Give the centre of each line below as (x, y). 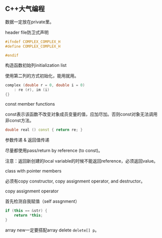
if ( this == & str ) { (26, 210)
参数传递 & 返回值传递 (27, 140)
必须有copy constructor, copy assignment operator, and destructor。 (75, 181)
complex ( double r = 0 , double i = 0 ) (45, 85)
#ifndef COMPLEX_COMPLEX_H (33, 42)
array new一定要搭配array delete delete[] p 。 (52, 230)
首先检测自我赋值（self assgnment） (42, 201)
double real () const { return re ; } (44, 130)
